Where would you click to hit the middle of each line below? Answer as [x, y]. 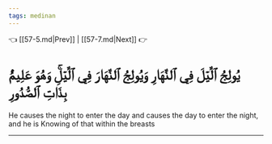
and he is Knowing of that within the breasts [82, 123]
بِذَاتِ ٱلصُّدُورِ [38, 92]
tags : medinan [32, 16]
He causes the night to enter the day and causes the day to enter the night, [134, 115]
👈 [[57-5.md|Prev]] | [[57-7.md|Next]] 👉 [78, 39]
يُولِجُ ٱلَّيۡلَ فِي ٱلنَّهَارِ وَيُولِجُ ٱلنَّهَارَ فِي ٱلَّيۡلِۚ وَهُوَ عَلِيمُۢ [124, 74]
